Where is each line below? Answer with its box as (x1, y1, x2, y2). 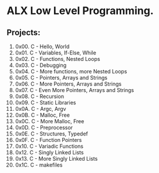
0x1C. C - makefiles (15, 161, 63, 168)
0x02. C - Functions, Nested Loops (15, 56, 100, 62)
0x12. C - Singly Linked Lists (15, 149, 84, 156)
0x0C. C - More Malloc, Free (15, 118, 84, 124)
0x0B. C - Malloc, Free (15, 111, 70, 118)
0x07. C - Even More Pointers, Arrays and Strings (15, 87, 134, 93)
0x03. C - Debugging (15, 62, 67, 69)
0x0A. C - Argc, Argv (15, 106, 66, 112)
